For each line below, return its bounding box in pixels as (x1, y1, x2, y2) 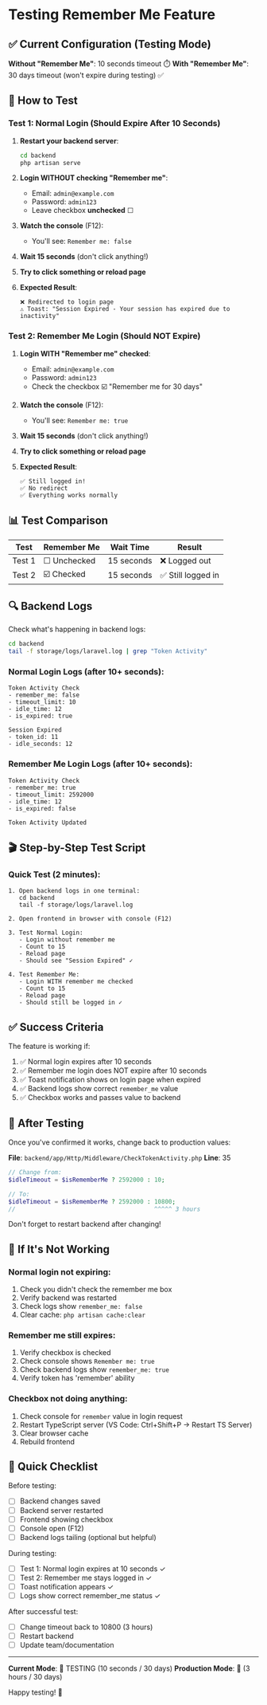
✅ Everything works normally (19, 491, 118, 499)
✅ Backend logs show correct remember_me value (19, 1084, 179, 1094)
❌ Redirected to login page (19, 298, 114, 306)
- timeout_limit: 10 (8, 698, 77, 706)
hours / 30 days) (8, 1672, 63, 1682)
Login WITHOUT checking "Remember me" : (19, 173, 168, 183)
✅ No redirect (19, 484, 68, 492)
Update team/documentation (19, 1640, 114, 1650)
